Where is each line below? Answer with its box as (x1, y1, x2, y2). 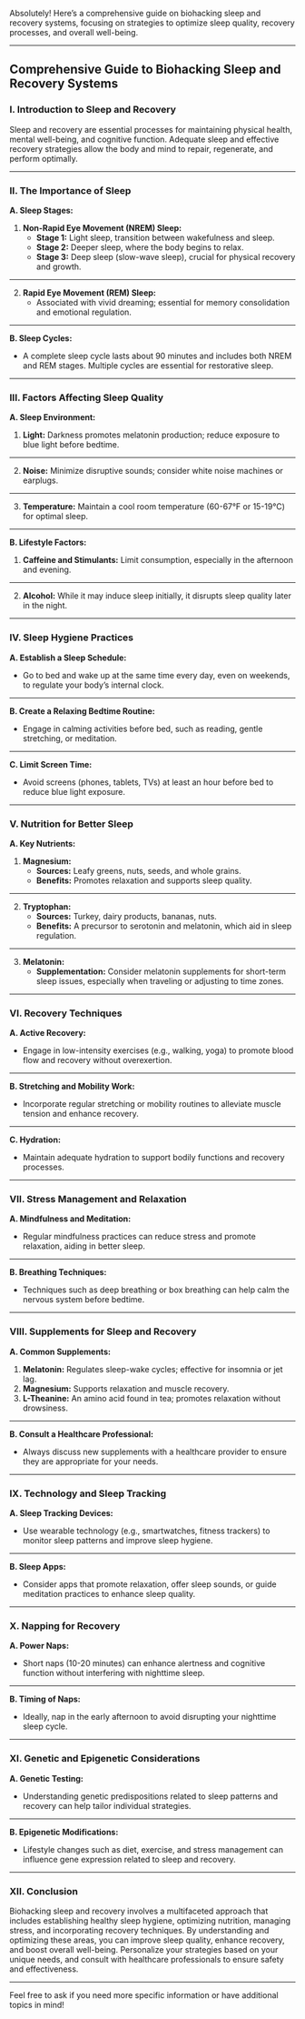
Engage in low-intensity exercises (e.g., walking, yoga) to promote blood (22, 1045, 294, 1056)
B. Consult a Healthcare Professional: (9, 1428, 154, 1440)
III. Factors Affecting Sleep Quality (9, 391, 164, 404)
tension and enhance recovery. (22, 1109, 139, 1120)
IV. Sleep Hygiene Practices (9, 631, 134, 644)
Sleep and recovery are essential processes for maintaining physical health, (9, 124, 293, 135)
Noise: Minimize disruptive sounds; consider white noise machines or (22, 466, 284, 477)
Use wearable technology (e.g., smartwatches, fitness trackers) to (22, 1525, 271, 1536)
